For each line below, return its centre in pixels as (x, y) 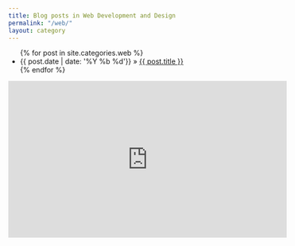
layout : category (37, 30)
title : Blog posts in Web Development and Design (92, 16)
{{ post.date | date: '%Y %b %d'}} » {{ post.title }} (102, 61)
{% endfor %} (43, 70)
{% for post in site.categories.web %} (82, 53)
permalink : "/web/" (41, 23)
